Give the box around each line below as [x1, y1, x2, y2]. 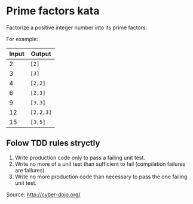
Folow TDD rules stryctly [6, 138, 100, 149]
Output [30, 50, 52, 58]
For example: [6, 35, 39, 42]
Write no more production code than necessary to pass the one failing [14, 173, 188, 180]
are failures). [14, 166, 47, 174]
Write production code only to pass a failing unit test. [14, 154, 145, 161]
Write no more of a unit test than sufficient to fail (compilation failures [14, 160, 186, 168]
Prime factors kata [6, 4, 100, 18]
